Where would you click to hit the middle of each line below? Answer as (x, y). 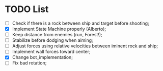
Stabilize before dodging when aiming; (53, 40)
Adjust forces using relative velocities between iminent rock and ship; (85, 46)
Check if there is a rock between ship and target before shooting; (81, 23)
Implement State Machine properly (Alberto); (59, 29)
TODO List (27, 9)
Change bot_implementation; (43, 57)
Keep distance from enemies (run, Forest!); (57, 35)
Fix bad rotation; (29, 63)
